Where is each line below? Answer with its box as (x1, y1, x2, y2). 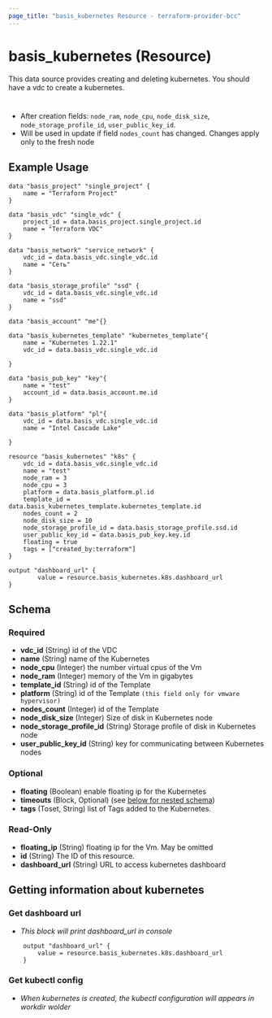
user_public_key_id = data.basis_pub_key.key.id (23, 530, 191, 539)
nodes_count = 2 (23, 509, 79, 517)
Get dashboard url (8, 907, 82, 919)
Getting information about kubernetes (8, 883, 205, 897)
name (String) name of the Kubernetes (19, 654, 150, 663)
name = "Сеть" (23, 260, 71, 268)
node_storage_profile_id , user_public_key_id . (19, 120, 176, 129)
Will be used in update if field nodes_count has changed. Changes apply (19, 128, 260, 138)
